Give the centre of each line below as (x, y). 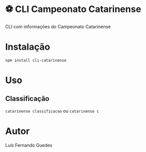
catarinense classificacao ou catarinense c (52, 111)
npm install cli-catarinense (36, 60)
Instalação (28, 47)
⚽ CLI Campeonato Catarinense (73, 9)
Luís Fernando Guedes (29, 145)
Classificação (27, 99)
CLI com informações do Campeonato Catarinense (58, 26)
